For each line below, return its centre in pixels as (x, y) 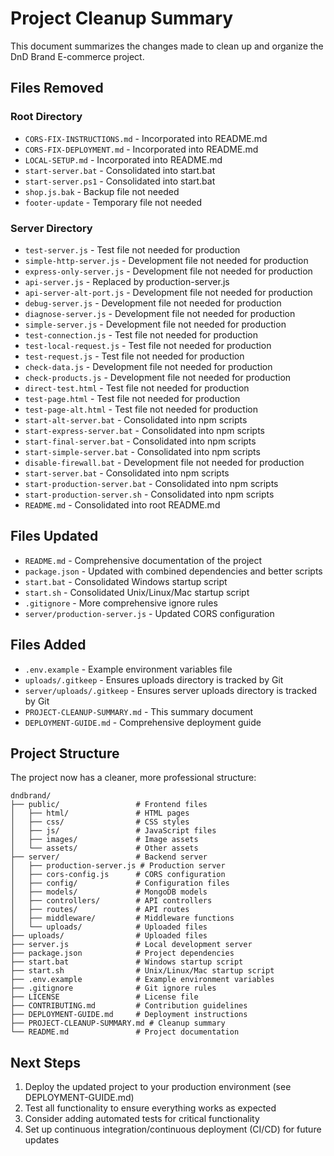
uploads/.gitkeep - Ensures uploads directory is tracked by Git (154, 679)
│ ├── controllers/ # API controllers (111, 901)
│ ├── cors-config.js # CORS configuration (118, 875)
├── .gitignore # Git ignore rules (113, 988)
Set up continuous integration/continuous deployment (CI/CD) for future (173, 1129)
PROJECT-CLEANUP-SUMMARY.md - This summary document (139, 711)
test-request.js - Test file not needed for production (134, 356)
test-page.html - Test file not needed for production (132, 398)
